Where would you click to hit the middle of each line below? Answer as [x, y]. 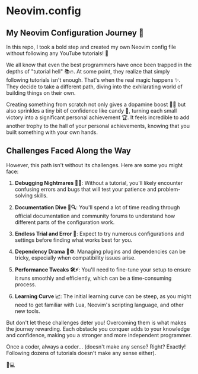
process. [25, 284]
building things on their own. [41, 93]
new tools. [27, 311]
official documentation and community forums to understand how [95, 216]
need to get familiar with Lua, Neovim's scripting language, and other [99, 305]
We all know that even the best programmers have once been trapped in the [99, 65]
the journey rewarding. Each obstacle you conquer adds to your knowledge [98, 329]
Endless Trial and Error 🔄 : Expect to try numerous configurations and [99, 234]
